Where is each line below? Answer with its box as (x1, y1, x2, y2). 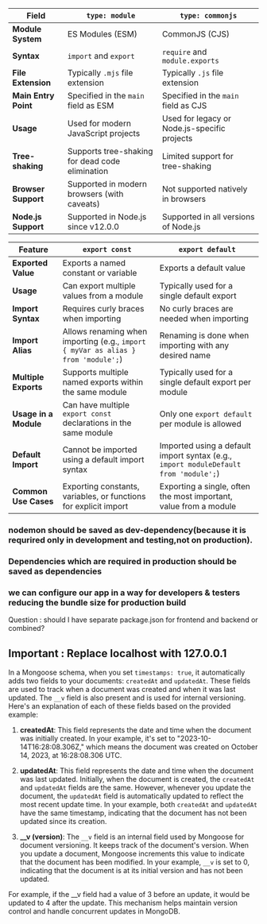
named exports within (62, 377, 144, 388)
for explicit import (62, 501, 129, 512)
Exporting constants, (62, 481, 141, 492)
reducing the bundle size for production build (8, 597, 187, 608)
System (12, 33, 42, 44)
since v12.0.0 (67, 222, 119, 232)
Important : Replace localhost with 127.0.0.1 (8, 647, 227, 660)
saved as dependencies (8, 566, 102, 577)
